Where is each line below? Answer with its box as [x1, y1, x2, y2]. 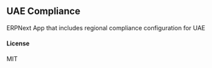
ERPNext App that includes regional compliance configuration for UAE [6, 23, 206, 32]
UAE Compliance [6, 5, 81, 17]
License [6, 39, 30, 47]
